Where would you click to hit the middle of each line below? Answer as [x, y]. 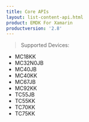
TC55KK [25, 101]
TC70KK [25, 107]
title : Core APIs [28, 12]
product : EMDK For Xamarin [39, 23]
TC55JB [25, 95]
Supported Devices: [45, 45]
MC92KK [26, 88]
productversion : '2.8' [34, 28]
